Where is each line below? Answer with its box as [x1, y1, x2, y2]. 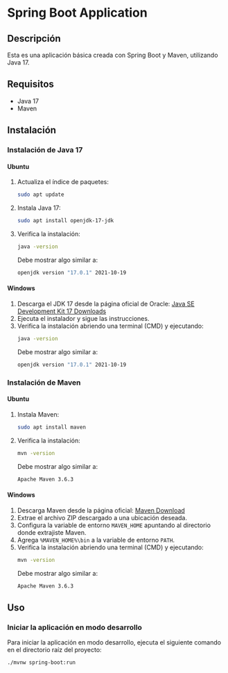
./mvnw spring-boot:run [7, 659, 76, 666]
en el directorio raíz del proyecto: [7, 646, 102, 654]
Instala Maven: [17, 410, 60, 418]
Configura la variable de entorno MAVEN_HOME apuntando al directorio [17, 521, 211, 529]
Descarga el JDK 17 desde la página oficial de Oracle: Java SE [17, 300, 195, 308]
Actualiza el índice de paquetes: [17, 178, 109, 186]
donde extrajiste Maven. [17, 528, 87, 536]
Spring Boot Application [7, 5, 148, 21]
